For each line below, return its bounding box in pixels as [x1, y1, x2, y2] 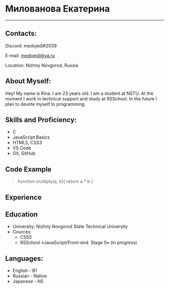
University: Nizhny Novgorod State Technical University [12, 223, 128, 229]
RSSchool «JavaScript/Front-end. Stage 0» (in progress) [20, 240, 137, 246]
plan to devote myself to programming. [5, 101, 86, 107]
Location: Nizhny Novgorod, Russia [5, 62, 78, 68]
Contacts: [5, 29, 37, 38]
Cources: [12, 229, 32, 235]
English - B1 [12, 268, 37, 274]
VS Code [12, 145, 31, 151]
